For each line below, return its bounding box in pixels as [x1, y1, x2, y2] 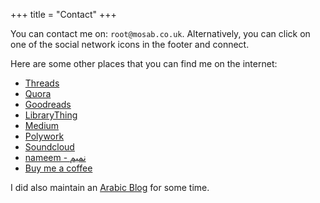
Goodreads [24, 99, 72, 110]
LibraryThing [24, 109, 78, 121]
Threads [24, 77, 60, 89]
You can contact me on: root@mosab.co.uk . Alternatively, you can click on [10, 28, 311, 39]
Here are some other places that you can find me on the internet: [10, 58, 278, 69]
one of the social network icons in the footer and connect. [10, 39, 250, 50]
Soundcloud [24, 141, 75, 153]
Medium [24, 120, 60, 131]
